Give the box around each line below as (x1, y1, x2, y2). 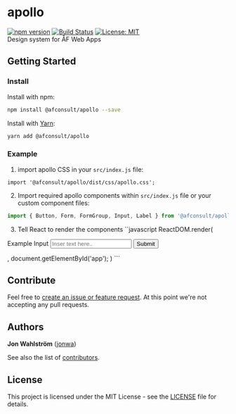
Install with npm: (7, 92, 55, 101)
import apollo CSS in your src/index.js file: (17, 165, 144, 173)
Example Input (7, 239, 49, 247)
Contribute (7, 274, 56, 286)
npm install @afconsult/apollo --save (7, 106, 121, 113)
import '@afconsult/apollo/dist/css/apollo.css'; (7, 179, 156, 186)
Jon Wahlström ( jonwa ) (7, 339, 77, 349)
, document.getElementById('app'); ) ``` (7, 254, 121, 263)
